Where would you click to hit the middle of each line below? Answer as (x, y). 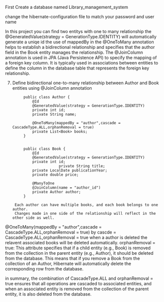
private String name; (54, 114)
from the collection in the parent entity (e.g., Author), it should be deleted (79, 253)
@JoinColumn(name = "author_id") (66, 188)
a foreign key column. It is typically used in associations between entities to (82, 63)
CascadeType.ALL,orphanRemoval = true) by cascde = (61, 232)
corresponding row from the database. (44, 269)
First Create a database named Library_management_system (66, 7)
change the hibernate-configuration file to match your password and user (80, 17)
